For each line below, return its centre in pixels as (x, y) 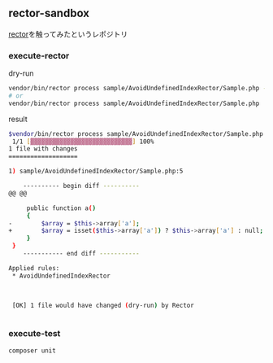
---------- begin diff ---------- (81, 186)
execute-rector (39, 55)
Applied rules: (34, 268)
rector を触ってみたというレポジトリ (68, 34)
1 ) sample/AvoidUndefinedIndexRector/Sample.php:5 (96, 171)
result (18, 119)
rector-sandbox (49, 13)
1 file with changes (43, 149)
